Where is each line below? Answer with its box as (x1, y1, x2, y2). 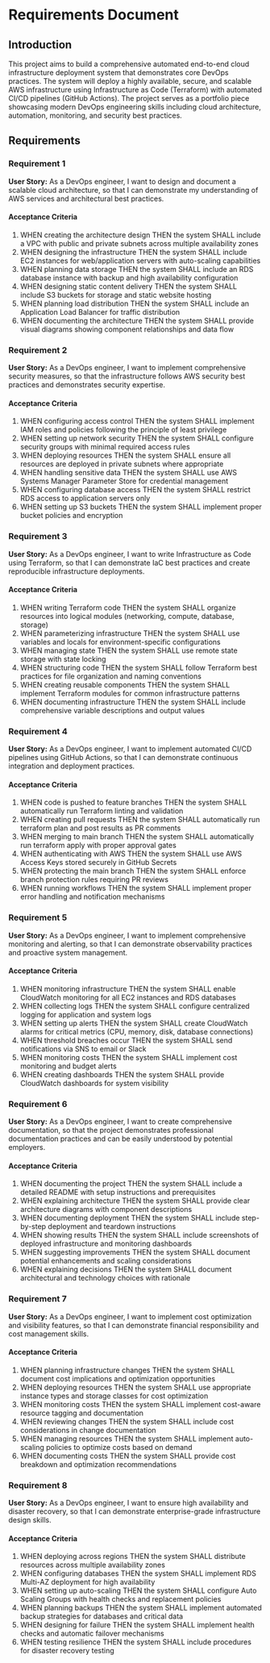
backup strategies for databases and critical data (19, 1611, 184, 1621)
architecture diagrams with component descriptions (19, 1205, 193, 1214)
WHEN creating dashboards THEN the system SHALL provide (19, 1069, 225, 1079)
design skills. (8, 1515, 52, 1525)
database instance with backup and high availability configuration (19, 273, 239, 282)
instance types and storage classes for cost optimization (19, 1390, 209, 1401)
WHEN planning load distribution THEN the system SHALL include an (19, 299, 250, 308)
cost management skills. (8, 1329, 89, 1339)
